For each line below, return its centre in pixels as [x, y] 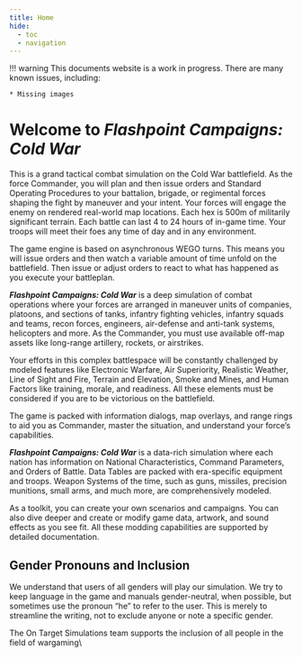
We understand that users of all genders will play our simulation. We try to [146, 587]
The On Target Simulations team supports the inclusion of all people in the [147, 633]
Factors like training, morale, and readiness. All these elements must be [142, 389]
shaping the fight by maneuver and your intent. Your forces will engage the [148, 202]
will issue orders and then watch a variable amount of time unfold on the [143, 258]
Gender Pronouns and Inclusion [100, 565]
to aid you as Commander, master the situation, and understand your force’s [150, 426]
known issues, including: [55, 78]
